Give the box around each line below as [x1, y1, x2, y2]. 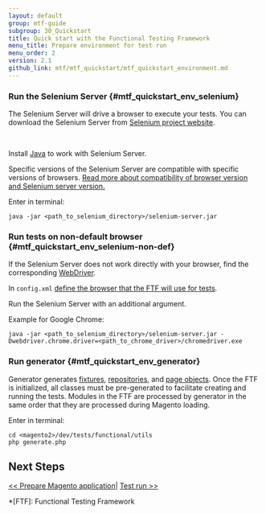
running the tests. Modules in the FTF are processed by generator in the [8, 391, 247, 401]
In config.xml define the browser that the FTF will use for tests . [8, 283, 218, 294]
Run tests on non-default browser [8, 231, 143, 242]
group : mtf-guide [8, 19, 67, 27]
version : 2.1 [8, 57, 52, 65]
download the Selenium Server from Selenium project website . [8, 117, 215, 127]
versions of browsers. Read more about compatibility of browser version [8, 173, 248, 183]
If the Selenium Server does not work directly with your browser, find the [8, 259, 249, 269]
